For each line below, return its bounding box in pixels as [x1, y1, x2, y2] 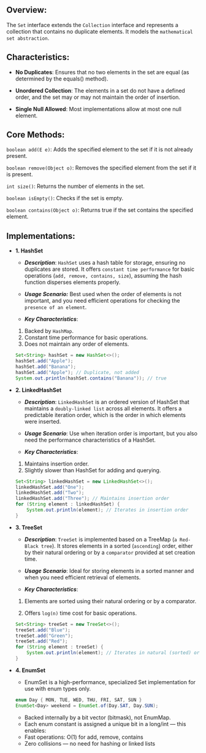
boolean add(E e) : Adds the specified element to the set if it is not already [6, 146, 193, 153]
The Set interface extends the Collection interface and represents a [6, 21, 179, 28]
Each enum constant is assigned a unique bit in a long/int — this [24, 720, 186, 727]
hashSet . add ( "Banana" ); [15, 364, 77, 370]
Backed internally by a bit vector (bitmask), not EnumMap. [24, 714, 171, 721]
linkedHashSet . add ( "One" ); [15, 484, 85, 490]
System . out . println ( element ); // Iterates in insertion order [26, 507, 189, 513]
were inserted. [24, 418, 61, 425]
